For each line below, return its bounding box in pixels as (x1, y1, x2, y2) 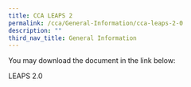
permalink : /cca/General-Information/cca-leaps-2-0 (8, 19, 183, 27)
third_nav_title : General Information (8, 34, 137, 42)
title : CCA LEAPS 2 (8, 11, 73, 20)
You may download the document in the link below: (8, 56, 176, 65)
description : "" (8, 26, 62, 34)
